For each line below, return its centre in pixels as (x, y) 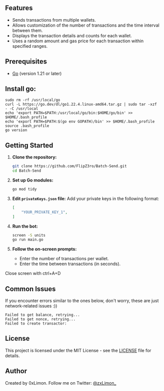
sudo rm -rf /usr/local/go (33, 100)
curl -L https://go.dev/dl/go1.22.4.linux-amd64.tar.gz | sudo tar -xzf (81, 105)
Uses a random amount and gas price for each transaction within (78, 41)
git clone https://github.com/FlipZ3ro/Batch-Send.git (69, 166)
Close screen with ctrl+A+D (33, 273)
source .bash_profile (27, 126)
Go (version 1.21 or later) (37, 73)
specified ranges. (30, 46)
